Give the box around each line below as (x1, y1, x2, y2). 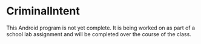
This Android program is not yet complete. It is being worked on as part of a (6, 24, 196, 31)
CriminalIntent (6, 4, 80, 18)
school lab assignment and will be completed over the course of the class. (6, 30, 192, 37)
